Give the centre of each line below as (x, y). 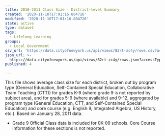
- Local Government (29, 46)
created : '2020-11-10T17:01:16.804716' (46, 14)
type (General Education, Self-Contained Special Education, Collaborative (80, 88)
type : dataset (20, 28)
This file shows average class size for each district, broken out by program (81, 82)
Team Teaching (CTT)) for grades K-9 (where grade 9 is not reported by (78, 93)
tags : (11, 32)
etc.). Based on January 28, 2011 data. (44, 113)
